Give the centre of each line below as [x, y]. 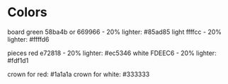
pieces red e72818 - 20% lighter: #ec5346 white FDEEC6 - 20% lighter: [112, 53]
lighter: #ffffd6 [28, 39]
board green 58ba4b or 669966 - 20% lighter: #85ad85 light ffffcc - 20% [114, 32]
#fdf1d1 [18, 60]
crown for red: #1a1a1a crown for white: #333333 [79, 74]
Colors [27, 12]
